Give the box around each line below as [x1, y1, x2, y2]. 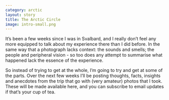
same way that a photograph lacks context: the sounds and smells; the [5, 46, 155, 53]
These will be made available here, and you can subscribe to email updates [5, 84, 164, 90]
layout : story [5, 12, 36, 17]
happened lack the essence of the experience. [5, 57, 103, 64]
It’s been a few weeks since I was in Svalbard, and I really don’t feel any [5, 36, 156, 42]
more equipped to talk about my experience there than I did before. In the [5, 41, 160, 47]
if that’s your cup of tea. [5, 89, 56, 95]
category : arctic [5, 7, 43, 13]
